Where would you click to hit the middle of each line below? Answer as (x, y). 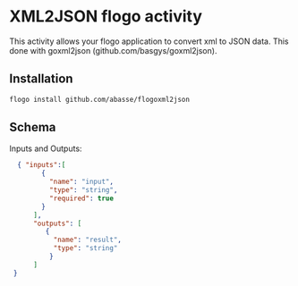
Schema (33, 127)
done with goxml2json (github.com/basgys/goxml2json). (113, 50)
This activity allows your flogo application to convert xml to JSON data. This (149, 41)
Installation (41, 79)
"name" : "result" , (88, 240)
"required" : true (81, 198)
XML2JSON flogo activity (106, 17)
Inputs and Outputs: (46, 148)
